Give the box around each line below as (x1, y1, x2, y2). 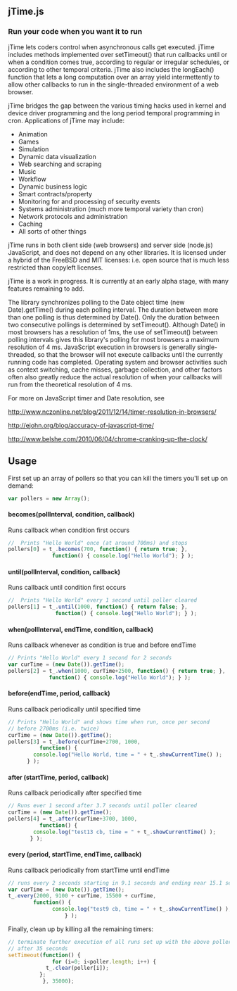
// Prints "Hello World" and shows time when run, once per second (8, 718, 210, 726)
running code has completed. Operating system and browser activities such (8, 358, 228, 366)
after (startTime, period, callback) (8, 773, 109, 781)
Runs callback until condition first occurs (8, 583, 126, 592)
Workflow (18, 175, 46, 183)
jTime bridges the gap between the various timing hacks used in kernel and (8, 101, 226, 110)
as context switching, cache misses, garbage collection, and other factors (8, 365, 222, 374)
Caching (18, 220, 43, 228)
